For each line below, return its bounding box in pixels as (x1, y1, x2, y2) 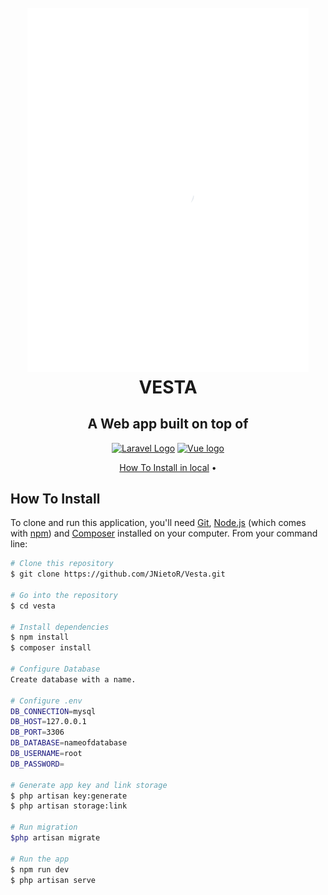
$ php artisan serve (10, 875, 97, 885)
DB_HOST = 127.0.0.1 (10, 717, 87, 727)
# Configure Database (10, 664, 101, 675)
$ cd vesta (10, 601, 56, 611)
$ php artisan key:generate (10, 791, 128, 801)
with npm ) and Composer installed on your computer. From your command (10, 527, 318, 540)
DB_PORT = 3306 (10, 727, 65, 738)
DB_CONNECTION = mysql (10, 706, 97, 716)
